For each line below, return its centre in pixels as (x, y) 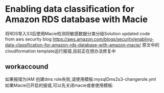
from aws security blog (28, 39)
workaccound (27, 67)
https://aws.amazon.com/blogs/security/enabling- (103, 39)
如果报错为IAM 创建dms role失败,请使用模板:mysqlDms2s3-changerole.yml (81, 79)
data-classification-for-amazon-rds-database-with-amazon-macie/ (73, 45)
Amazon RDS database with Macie (76, 19)
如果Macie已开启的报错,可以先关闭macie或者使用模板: (59, 85)
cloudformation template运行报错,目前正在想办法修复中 (60, 51)
